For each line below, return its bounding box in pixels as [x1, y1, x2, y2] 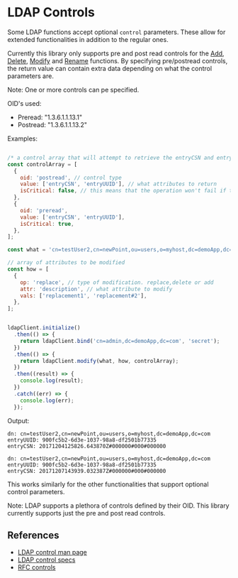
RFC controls [17, 563, 56, 572]
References [7, 529, 59, 541]
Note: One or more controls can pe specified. [7, 85, 140, 94]
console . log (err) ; [20, 397, 74, 404]
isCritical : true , [20, 220, 74, 227]
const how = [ [7, 266, 50, 273]
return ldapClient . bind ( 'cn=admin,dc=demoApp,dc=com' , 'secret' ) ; [20, 337, 220, 344]
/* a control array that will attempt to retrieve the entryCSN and [7, 154, 214, 161]
